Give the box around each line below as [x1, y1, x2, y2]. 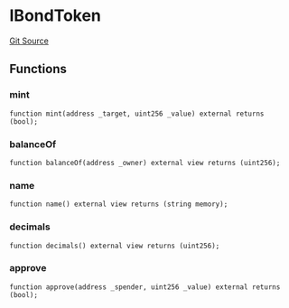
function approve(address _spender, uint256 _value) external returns [9, 282, 281, 292]
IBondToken [9, 5, 102, 26]
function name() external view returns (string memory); [9, 200, 228, 209]
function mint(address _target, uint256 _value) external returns [9, 109, 265, 118]
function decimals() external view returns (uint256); [9, 241, 220, 250]
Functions [9, 61, 68, 77]
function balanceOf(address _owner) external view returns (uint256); [9, 158, 281, 167]
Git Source [9, 35, 50, 46]
